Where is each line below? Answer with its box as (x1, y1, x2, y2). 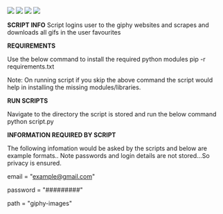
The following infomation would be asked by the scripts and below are (7, 144, 208, 152)
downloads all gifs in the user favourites (7, 28, 121, 36)
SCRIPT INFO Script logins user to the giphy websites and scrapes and (7, 21, 209, 29)
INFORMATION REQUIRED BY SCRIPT (7, 131, 116, 139)
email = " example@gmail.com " (7, 172, 96, 180)
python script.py (7, 118, 54, 125)
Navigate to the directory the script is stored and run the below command (7, 110, 217, 118)
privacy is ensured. (7, 159, 62, 167)
